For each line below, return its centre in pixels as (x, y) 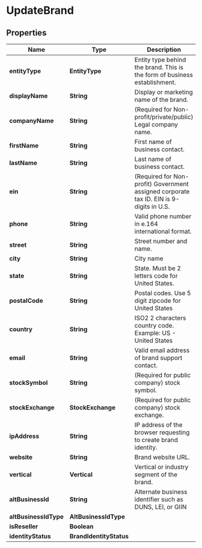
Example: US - (155, 333)
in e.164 (146, 224)
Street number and (161, 241)
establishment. (155, 82)
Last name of (153, 159)
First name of (153, 142)
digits (142, 207)
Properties (26, 33)
